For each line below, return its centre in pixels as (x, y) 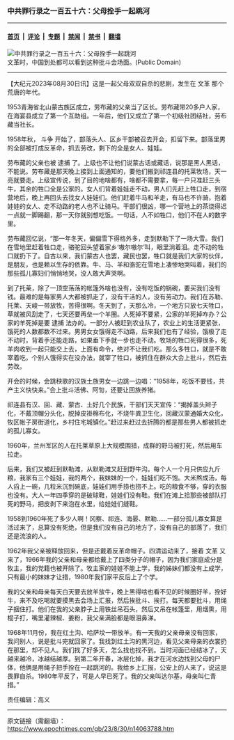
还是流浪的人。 (29, 536)
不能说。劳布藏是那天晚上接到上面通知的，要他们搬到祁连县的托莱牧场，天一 (117, 171)
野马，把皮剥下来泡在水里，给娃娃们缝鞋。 (80, 503)
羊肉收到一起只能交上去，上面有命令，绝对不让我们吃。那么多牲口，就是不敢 (117, 349)
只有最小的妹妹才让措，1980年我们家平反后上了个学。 (84, 576)
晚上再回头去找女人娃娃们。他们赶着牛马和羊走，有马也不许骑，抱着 (129, 197)
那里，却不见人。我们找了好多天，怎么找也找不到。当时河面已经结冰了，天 (120, 650)
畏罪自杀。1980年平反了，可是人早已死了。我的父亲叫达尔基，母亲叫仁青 (112, 676)
